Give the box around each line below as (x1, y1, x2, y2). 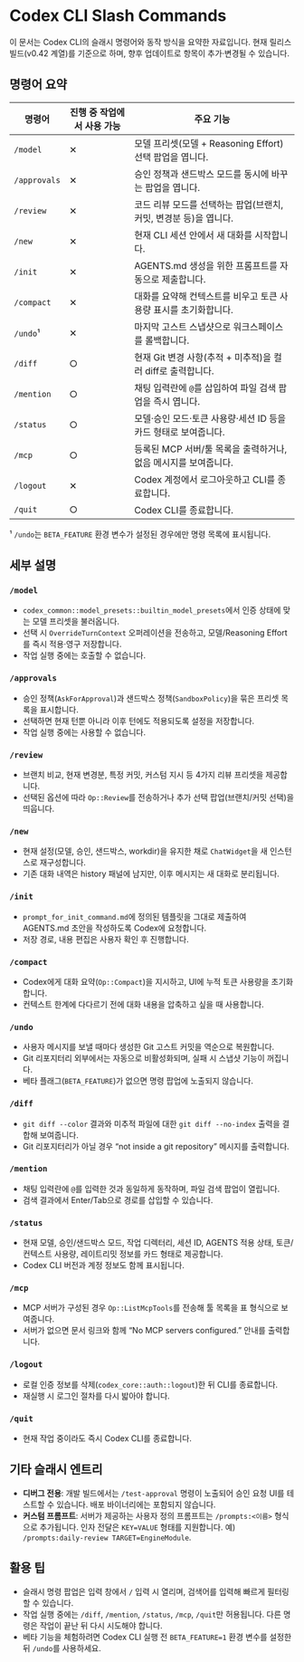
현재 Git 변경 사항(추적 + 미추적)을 (134, 350, 271, 363)
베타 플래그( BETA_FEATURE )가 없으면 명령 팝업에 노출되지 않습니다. (22, 1075, 253, 1086)
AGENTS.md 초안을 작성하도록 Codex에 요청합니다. (22, 922, 207, 933)
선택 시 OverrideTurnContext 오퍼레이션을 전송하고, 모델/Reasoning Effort (22, 627, 288, 638)
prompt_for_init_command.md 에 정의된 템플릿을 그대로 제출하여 (22, 911, 247, 922)
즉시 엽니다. (153, 395, 201, 407)
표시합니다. (39, 703, 79, 715)
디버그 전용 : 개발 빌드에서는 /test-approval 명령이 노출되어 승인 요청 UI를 (22, 1487, 285, 1498)
